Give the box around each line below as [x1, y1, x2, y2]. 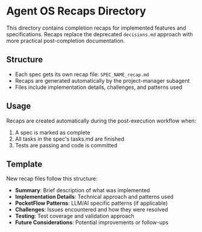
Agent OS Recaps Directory [6, 4, 147, 18]
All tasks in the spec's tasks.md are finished [14, 135, 125, 143]
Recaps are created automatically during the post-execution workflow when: [6, 117, 197, 124]
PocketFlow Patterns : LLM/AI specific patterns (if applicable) [14, 199, 168, 207]
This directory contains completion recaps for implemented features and [6, 24, 186, 31]
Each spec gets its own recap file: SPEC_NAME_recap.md [14, 71, 150, 78]
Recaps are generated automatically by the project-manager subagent [14, 77, 190, 84]
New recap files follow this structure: [6, 175, 98, 182]
